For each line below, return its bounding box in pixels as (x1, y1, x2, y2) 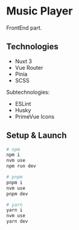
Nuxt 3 (14, 57, 32, 64)
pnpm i (6, 179, 23, 185)
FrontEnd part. (6, 24, 42, 31)
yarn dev (6, 219, 28, 225)
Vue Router (14, 64, 43, 71)
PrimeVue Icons (14, 113, 55, 120)
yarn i (6, 207, 23, 213)
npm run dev (6, 163, 36, 169)
